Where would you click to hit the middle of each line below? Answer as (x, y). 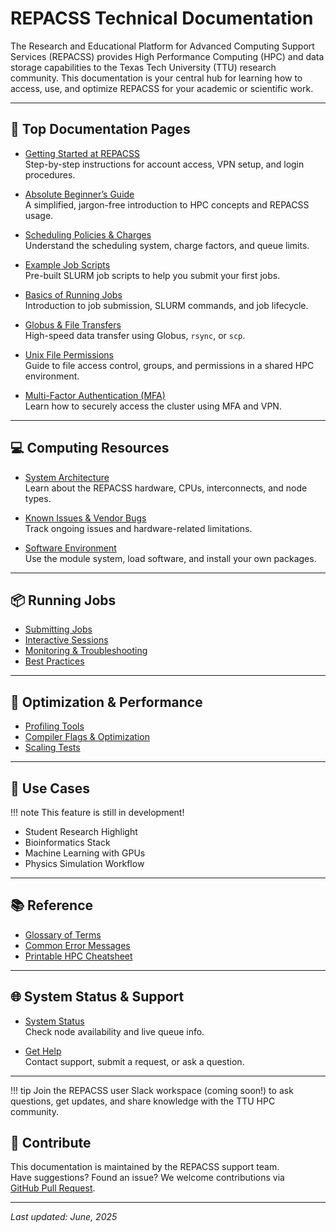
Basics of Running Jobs (73, 294)
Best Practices (54, 661)
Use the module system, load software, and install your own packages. (170, 558)
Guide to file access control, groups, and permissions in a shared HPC (169, 365)
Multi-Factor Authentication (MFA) (95, 395)
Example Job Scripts (67, 264)
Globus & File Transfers (73, 324)
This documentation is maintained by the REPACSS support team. (145, 1167)
